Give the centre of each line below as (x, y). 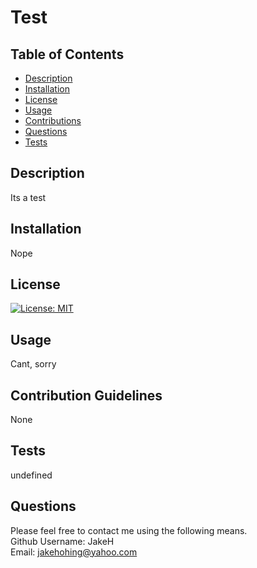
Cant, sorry (33, 364)
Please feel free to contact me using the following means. (129, 530)
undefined (31, 475)
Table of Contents (67, 54)
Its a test (28, 197)
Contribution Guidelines (86, 395)
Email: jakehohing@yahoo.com (74, 552)
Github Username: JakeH (62, 541)
